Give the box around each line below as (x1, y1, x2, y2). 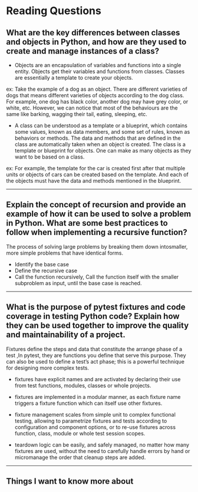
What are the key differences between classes (6, 28, 180, 38)
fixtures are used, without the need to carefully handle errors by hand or (14, 447, 190, 454)
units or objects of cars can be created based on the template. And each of (6, 171, 189, 178)
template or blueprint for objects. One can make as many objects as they (14, 147, 192, 154)
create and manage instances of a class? (6, 46, 160, 56)
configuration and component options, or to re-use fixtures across (14, 423, 176, 431)
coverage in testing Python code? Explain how (6, 311, 180, 322)
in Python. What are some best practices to (6, 218, 168, 228)
